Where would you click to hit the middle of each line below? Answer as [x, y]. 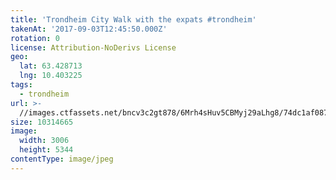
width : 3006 [44, 141]
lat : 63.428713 [51, 66]
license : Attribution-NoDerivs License [93, 47]
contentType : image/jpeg [62, 159]
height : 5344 [46, 150]
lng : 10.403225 [51, 76]
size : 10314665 [42, 122]
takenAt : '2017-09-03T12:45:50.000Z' [89, 29]
